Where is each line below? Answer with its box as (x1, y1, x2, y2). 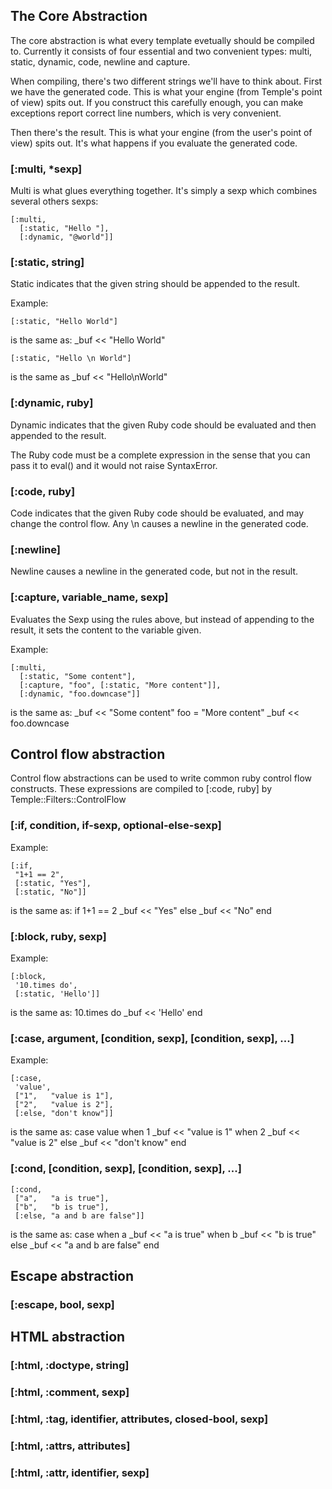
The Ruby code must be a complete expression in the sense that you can (10, 449, 311, 461)
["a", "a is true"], (14, 1193, 110, 1203)
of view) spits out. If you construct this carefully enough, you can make (10, 96, 304, 108)
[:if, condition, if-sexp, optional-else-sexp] (10, 819, 222, 833)
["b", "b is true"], (14, 1202, 110, 1212)
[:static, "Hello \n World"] (10, 354, 132, 364)
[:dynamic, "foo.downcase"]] (19, 689, 141, 699)
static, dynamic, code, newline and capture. (10, 55, 191, 68)
